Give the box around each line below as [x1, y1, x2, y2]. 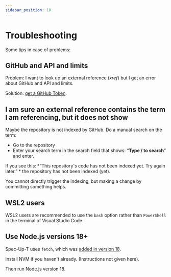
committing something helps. [5, 184, 66, 190]
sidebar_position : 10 [5, 7, 52, 13]
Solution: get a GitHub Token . [5, 90, 67, 96]
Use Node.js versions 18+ [5, 232, 88, 241]
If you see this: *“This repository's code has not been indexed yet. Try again [5, 163, 165, 169]
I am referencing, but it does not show [5, 113, 129, 122]
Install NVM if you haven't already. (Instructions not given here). [5, 255, 139, 262]
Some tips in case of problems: [5, 47, 71, 53]
